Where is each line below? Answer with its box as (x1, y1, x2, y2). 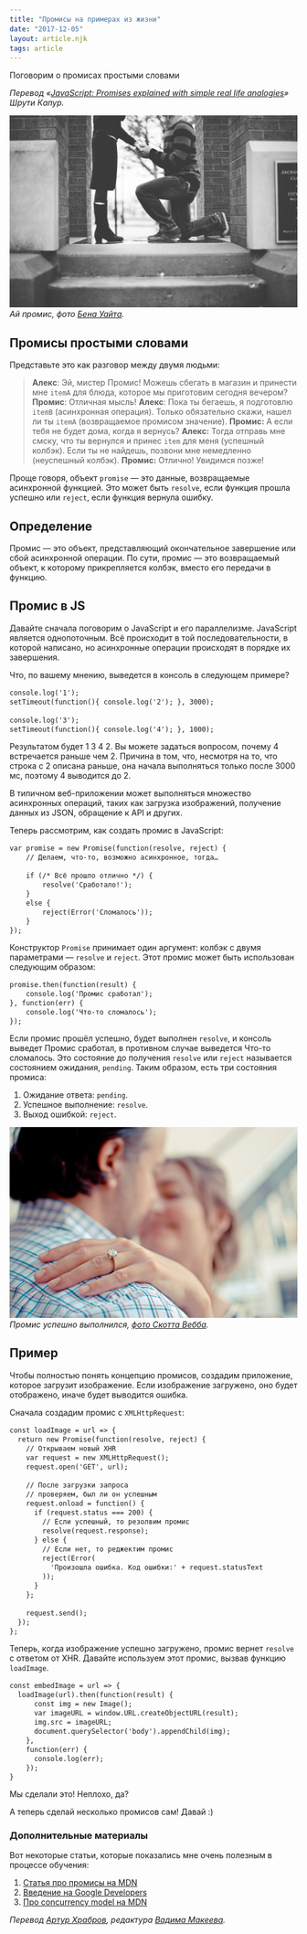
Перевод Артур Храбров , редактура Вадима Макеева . (9, 1915, 226, 1926)
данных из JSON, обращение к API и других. (9, 807, 183, 818)
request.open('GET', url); (26, 1462, 129, 1472)
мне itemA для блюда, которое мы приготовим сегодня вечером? (31, 387, 288, 398)
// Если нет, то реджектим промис (42, 1545, 174, 1554)
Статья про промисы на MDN (22, 1877, 138, 1888)
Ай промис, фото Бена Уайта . (9, 309, 125, 320)
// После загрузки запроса (26, 1481, 129, 1490)
